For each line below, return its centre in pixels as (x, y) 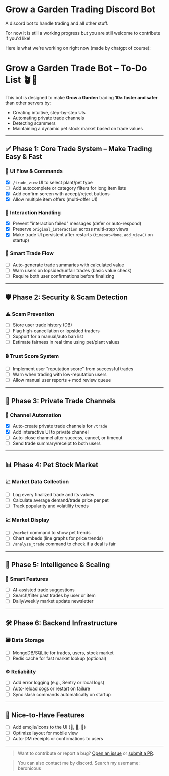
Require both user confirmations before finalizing (63, 276)
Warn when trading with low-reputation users (59, 374)
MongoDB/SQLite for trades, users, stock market (63, 653)
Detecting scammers (34, 123)
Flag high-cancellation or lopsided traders (56, 331)
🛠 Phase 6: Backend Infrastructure (61, 623)
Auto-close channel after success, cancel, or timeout (67, 438)
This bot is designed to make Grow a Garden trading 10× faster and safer (82, 97)
